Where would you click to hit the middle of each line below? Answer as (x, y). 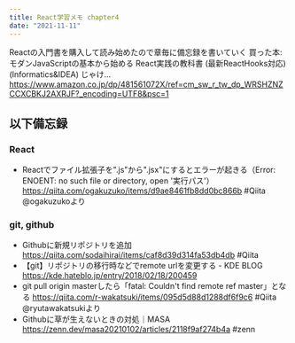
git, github (32, 225)
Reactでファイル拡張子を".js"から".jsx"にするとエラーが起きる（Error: (149, 170)
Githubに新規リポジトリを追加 (77, 246)
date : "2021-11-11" (45, 26)
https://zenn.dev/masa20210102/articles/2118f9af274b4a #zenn (139, 330)
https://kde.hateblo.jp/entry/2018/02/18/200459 (109, 276)
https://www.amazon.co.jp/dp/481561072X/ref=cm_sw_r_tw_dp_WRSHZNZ (146, 84)
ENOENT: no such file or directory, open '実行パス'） (118, 181)
